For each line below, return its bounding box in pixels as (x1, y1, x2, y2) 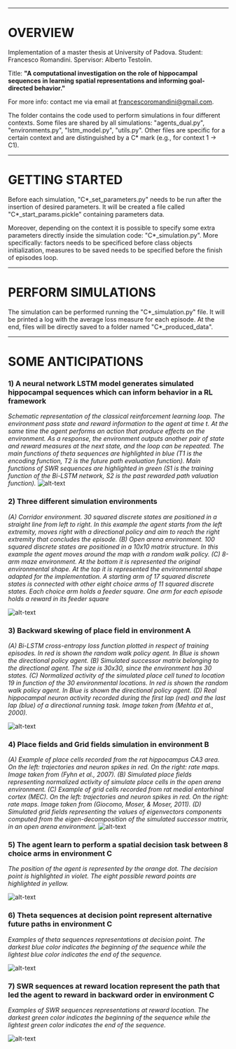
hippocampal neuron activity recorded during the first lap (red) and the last (8, 693, 226, 701)
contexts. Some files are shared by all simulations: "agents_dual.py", (8, 118, 205, 127)
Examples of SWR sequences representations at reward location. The (8, 1006, 209, 1015)
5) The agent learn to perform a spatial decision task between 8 (8, 840, 228, 850)
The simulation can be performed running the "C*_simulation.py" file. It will (8, 308, 225, 316)
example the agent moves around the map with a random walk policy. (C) (8, 549, 221, 558)
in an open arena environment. (8, 823, 97, 831)
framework (8, 396, 47, 406)
